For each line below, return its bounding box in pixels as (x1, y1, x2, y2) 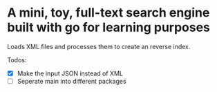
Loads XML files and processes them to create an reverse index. (7, 42, 191, 50)
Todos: (7, 55, 27, 64)
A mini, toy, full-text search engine (7, 5, 210, 21)
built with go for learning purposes (7, 19, 211, 35)
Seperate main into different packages (17, 77, 126, 85)
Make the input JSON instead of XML (17, 69, 123, 77)
